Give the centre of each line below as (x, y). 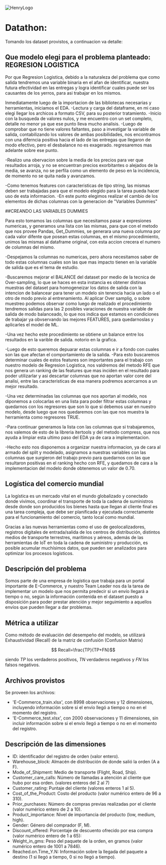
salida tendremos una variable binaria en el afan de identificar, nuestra (77, 82)
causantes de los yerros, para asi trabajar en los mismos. (63, 93)
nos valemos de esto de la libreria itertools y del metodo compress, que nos (83, 432)
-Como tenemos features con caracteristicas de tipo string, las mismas (78, 185)
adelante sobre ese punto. (32, 150)
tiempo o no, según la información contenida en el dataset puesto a (74, 597)
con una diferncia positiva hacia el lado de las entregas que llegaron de (78, 140)
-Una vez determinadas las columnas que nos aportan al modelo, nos (76, 396)
